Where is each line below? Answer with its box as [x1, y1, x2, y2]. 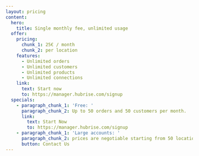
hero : [11, 20, 25, 26]
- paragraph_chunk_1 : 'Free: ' [16, 102, 94, 109]
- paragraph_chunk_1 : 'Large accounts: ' [16, 130, 120, 136]
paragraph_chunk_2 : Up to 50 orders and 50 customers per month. [21, 108, 187, 114]
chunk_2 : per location [21, 47, 78, 53]
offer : [11, 31, 27, 37]
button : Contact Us [21, 141, 70, 147]
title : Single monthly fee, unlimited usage [16, 25, 128, 31]
